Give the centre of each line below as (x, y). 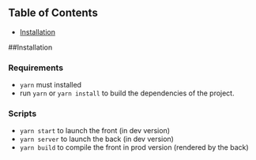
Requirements (36, 68)
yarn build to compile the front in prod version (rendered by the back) (134, 147)
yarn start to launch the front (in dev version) (95, 131)
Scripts (23, 113)
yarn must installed (50, 85)
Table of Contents (53, 13)
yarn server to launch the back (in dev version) (96, 139)
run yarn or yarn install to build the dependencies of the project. (127, 93)
